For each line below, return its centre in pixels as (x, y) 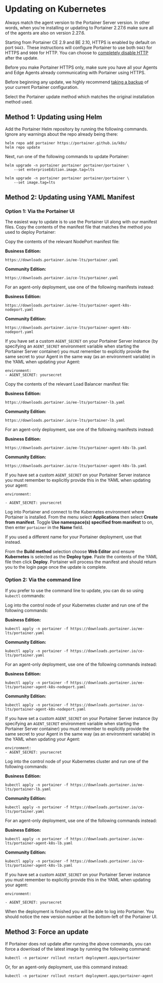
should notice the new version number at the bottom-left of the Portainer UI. (81, 917)
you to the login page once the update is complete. (56, 567)
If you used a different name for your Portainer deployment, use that (73, 537)
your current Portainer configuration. (42, 87)
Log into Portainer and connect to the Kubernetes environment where (75, 512)
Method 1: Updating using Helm (54, 117)
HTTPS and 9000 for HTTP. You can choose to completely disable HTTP (77, 53)
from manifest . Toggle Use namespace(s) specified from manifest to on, (79, 522)
